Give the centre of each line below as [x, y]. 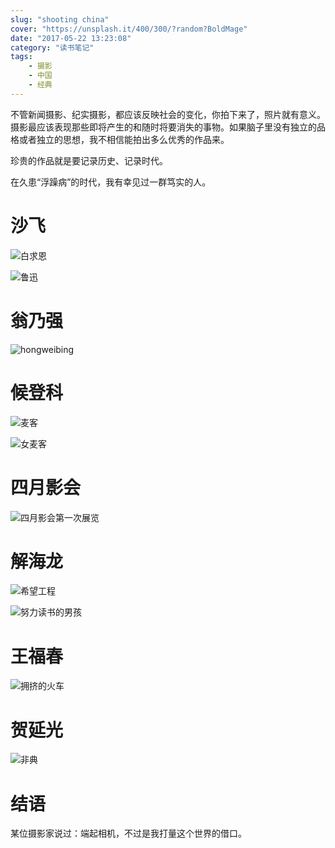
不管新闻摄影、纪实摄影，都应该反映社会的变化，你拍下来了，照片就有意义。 [168, 114]
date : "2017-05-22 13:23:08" [71, 38]
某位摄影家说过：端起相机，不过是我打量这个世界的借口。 [128, 833]
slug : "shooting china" [60, 19]
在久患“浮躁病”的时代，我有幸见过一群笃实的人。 [111, 182]
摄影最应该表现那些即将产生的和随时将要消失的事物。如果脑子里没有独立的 [163, 127]
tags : [21, 57]
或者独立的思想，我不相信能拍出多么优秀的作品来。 [124, 139]
